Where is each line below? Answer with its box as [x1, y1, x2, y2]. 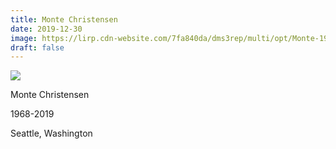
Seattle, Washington [10, 127, 93, 140]
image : [10, 33, 38, 43]
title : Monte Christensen [10, 14, 118, 25]
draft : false [10, 42, 65, 53]
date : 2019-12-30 [10, 24, 83, 34]
